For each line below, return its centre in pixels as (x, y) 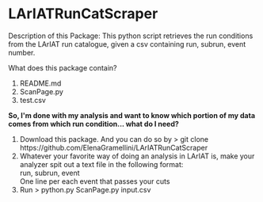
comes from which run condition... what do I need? (94, 124)
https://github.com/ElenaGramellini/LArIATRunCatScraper (114, 147)
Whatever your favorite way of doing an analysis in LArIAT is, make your (137, 156)
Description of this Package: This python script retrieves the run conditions (131, 36)
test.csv (32, 100)
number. (22, 52)
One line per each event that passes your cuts (95, 181)
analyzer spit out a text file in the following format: (101, 164)
